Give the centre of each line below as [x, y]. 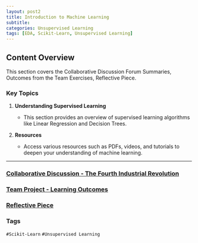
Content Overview [40, 58]
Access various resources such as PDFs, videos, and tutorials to [101, 147]
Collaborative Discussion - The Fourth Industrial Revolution [93, 173]
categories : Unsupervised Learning [50, 28]
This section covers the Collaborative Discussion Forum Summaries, [89, 71]
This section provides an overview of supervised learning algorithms [107, 117]
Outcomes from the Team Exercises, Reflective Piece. [71, 78]
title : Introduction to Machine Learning [58, 17]
